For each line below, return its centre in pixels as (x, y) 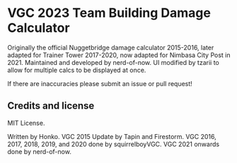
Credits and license (51, 106)
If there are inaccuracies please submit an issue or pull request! (100, 83)
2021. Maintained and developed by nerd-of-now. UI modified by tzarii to (113, 62)
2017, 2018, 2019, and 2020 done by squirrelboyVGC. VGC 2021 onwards (114, 144)
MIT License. (26, 123)
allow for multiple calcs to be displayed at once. (77, 70)
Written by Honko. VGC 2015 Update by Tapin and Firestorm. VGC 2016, (112, 136)
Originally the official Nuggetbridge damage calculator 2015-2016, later (111, 47)
